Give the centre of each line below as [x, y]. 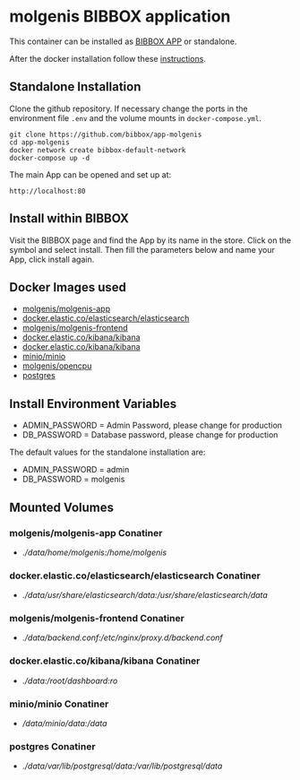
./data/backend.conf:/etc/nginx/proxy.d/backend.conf [123, 637]
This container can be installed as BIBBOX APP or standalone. [123, 41]
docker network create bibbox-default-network [98, 150]
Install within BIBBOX [69, 218]
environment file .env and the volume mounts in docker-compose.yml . [136, 117]
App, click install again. [52, 259]
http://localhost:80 [48, 191]
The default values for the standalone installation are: [107, 452]
